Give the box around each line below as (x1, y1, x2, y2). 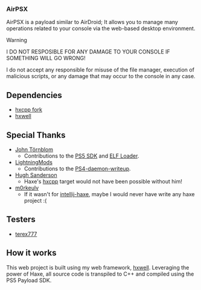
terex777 (14, 230, 37, 238)
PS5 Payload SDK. (6, 276, 52, 284)
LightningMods (14, 158, 53, 165)
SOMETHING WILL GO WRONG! (6, 55, 86, 62)
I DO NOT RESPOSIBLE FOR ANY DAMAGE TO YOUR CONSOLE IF (6, 48, 170, 55)
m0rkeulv (14, 184, 39, 191)
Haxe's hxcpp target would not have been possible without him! (24, 177, 182, 185)
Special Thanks (6, 130, 66, 140)
